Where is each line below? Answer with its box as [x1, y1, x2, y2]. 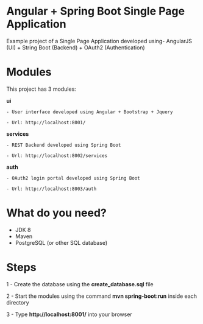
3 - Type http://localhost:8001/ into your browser [6, 311, 132, 318]
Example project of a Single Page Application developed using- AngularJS [6, 37, 193, 44]
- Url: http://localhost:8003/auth [6, 186, 97, 192]
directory [6, 298, 29, 306]
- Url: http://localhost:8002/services [6, 152, 108, 159]
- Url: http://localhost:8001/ [6, 119, 86, 125]
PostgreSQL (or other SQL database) [15, 239, 108, 246]
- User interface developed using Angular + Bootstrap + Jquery [6, 108, 173, 115]
